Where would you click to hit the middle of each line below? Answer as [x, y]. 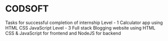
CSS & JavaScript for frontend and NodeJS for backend [63, 33]
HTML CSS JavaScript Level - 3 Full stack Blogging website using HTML [80, 27]
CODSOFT [27, 9]
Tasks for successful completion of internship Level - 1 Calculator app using [84, 22]
